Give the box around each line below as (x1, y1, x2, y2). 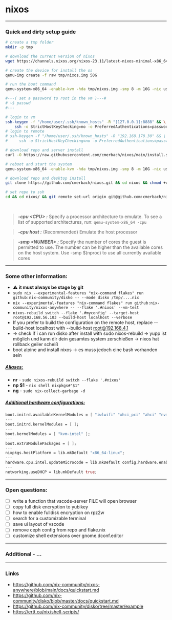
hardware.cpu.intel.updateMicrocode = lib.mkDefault (5, 460, 120, 465)
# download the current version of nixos (5, 54, 95, 59)
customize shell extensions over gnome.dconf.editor (12, 532, 124, 539)
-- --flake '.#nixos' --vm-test (70, 305, 139, 310)
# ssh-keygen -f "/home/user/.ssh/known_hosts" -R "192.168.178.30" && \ (5, 134, 166, 139)
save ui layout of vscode (12, 521, 64, 527)
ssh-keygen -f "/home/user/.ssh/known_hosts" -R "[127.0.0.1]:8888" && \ (5, 119, 166, 124)
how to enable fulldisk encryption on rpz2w (12, 509, 105, 516)
